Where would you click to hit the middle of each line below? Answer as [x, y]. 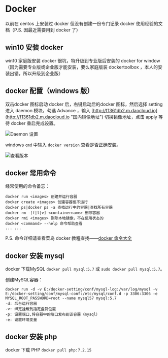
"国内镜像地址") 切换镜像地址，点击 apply [114, 117]
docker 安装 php [31, 336]
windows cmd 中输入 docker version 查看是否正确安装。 [63, 145]
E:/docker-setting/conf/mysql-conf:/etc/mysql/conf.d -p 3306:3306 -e [81, 294]
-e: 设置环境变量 [21, 320]
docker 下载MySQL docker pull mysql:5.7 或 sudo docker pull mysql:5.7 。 [85, 269]
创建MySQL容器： [24, 280]
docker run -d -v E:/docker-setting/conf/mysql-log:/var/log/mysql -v [81, 289]
